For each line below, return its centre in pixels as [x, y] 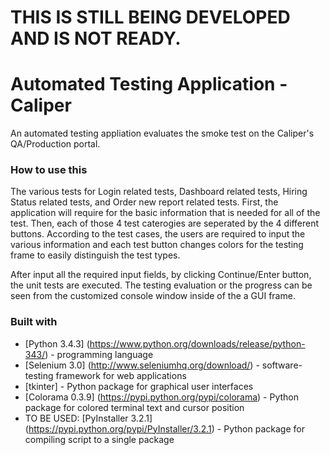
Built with [34, 322]
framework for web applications [121, 375]
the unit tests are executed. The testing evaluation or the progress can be [161, 285]
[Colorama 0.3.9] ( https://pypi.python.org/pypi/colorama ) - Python [162, 397]
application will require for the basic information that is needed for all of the [165, 213]
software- [282, 365]
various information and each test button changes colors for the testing [157, 245]
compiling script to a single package [99, 439]
